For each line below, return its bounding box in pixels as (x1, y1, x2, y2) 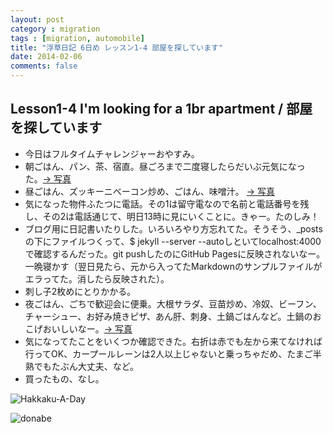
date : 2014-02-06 (10, 52, 83, 62)
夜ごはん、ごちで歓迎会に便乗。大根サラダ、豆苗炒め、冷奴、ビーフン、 (24, 297, 322, 310)
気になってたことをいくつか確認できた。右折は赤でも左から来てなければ (24, 335, 323, 347)
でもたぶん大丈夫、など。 (33, 360, 140, 372)
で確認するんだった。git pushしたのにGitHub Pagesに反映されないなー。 (24, 247, 326, 260)
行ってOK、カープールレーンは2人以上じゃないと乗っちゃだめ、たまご (24, 347, 313, 360)
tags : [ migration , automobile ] (10, 33, 145, 43)
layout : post (10, 14, 65, 25)
